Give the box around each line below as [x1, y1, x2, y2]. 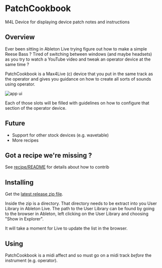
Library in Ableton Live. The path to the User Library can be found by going [5, 206, 155, 212]
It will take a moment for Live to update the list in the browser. [5, 225, 128, 231]
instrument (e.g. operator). [5, 258, 58, 263]
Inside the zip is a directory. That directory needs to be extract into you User [5, 201, 157, 206]
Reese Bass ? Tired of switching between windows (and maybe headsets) [5, 51, 152, 57]
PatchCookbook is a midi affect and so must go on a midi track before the [5, 252, 152, 258]
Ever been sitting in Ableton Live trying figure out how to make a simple [5, 46, 147, 51]
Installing [5, 178, 34, 186]
